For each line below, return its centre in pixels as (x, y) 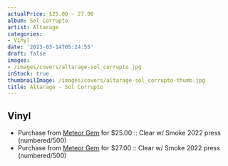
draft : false (27, 54)
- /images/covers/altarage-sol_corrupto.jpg (74, 67)
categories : (25, 34)
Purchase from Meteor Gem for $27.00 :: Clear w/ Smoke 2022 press (119, 148)
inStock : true (28, 73)
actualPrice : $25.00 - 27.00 (51, 14)
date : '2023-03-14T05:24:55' (51, 47)
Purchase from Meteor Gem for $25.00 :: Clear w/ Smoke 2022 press (119, 133)
